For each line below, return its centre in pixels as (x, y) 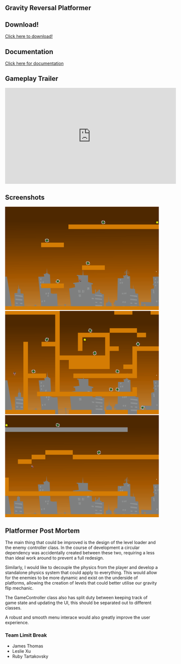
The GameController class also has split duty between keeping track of (76, 598)
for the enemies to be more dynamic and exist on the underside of (71, 578)
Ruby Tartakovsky (30, 656)
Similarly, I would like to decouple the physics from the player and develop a (81, 567)
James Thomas (28, 646)
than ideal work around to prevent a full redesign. (54, 558)
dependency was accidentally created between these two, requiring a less (80, 553)
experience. (17, 623)
